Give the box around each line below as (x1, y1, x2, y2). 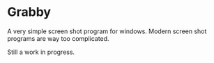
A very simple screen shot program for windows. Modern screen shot (7, 27, 207, 35)
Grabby (7, 4, 51, 20)
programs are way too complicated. (7, 34, 109, 42)
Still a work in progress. (7, 48, 75, 56)
